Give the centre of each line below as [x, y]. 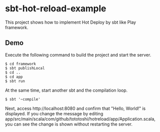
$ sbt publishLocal [25, 68]
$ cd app [14, 77]
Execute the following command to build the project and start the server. [78, 55]
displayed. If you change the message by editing [54, 113]
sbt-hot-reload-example [56, 9]
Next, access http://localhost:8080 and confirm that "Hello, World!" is [75, 108]
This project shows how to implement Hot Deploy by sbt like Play [71, 22]
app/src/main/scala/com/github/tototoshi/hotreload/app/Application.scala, [80, 119]
